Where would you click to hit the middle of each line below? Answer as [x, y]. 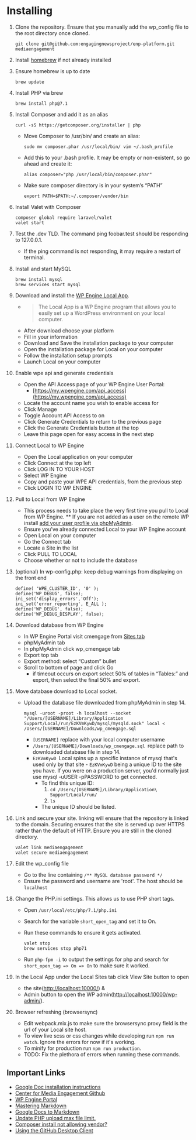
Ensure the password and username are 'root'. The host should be [103, 881]
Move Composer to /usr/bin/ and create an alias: [82, 136]
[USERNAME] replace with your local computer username [99, 739]
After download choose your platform [69, 330]
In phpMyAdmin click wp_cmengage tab [72, 648]
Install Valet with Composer [48, 207]
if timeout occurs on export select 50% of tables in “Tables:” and [110, 674]
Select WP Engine [45, 475]
